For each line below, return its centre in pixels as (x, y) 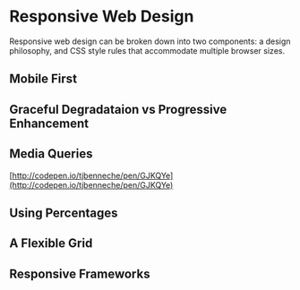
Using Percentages (64, 213)
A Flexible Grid (51, 243)
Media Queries (51, 154)
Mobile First (43, 79)
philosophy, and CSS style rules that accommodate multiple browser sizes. (147, 50)
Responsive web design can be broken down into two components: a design (150, 41)
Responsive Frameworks (80, 273)
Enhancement (49, 123)
